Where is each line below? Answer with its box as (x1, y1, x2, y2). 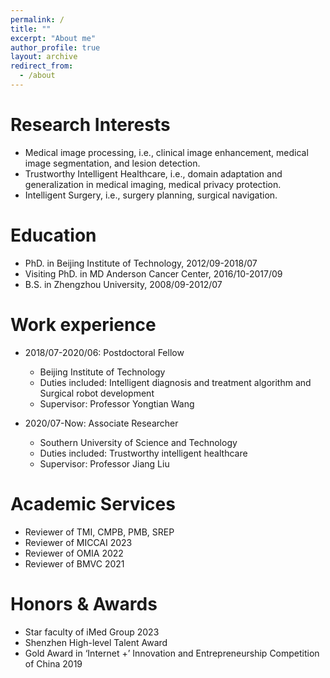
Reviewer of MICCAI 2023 (24, 536, 133, 548)
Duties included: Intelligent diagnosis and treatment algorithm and (39, 376, 312, 388)
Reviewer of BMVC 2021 (24, 557, 125, 570)
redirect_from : (10, 61, 74, 71)
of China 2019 (24, 657, 83, 670)
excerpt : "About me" (10, 33, 97, 43)
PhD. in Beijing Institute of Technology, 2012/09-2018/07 (24, 257, 258, 269)
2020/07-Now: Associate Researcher (24, 417, 179, 429)
